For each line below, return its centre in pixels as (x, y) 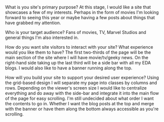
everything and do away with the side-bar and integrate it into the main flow (82, 93)
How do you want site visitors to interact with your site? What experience (79, 47)
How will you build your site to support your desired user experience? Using (82, 77)
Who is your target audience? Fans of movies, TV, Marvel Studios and (76, 32)
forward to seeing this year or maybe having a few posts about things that (80, 17)
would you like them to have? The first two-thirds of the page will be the (78, 52)
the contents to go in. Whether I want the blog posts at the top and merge (80, 104)
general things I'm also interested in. (42, 37)
